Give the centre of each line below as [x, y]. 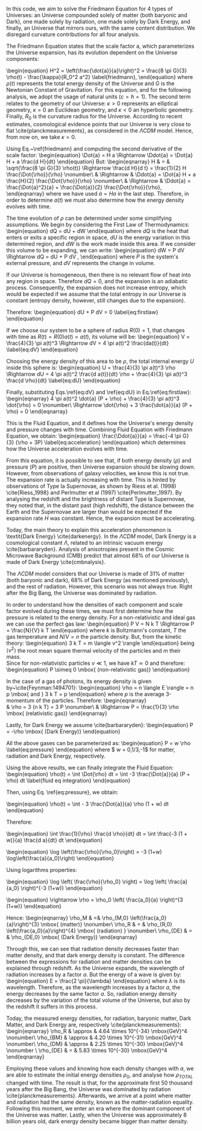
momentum [21, 700]
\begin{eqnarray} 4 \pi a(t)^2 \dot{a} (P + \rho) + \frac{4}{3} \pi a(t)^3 [93, 399]
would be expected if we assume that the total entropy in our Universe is [96, 294]
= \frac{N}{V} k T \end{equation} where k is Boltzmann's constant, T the [96, 630]
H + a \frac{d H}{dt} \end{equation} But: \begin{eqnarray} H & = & [88, 161]
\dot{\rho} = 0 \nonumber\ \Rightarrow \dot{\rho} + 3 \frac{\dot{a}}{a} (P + [99, 405]
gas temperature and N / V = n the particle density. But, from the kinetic [94, 636]
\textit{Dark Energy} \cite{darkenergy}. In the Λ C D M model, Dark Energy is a [101, 536]
